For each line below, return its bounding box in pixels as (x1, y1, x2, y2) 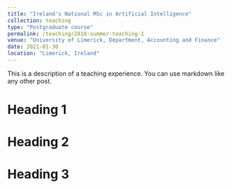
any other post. (7, 76, 52, 85)
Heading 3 (7, 166, 70, 183)
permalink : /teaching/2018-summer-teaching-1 (7, 30, 144, 38)
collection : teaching (7, 17, 72, 24)
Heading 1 (7, 102, 67, 118)
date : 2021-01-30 (7, 43, 59, 50)
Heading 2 (7, 134, 70, 150)
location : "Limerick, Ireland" (7, 50, 100, 57)
